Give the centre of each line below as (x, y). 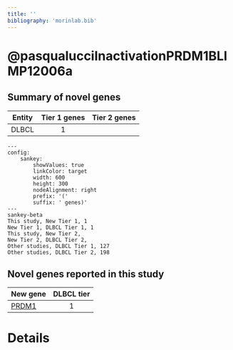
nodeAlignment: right (65, 190)
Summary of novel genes (64, 97)
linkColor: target (60, 171)
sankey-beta (25, 215)
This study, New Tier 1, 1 (47, 221)
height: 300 (51, 184)
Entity (23, 117)
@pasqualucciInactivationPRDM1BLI (118, 56)
